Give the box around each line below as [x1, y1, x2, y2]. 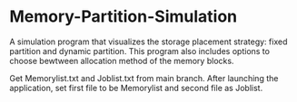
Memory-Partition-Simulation [9, 6, 238, 27]
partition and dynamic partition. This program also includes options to [9, 45, 271, 56]
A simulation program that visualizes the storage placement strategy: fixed [9, 36, 288, 47]
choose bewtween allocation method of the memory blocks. [9, 55, 234, 66]
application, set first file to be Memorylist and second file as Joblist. [9, 82, 263, 93]
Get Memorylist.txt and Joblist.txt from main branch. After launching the [9, 72, 279, 83]
